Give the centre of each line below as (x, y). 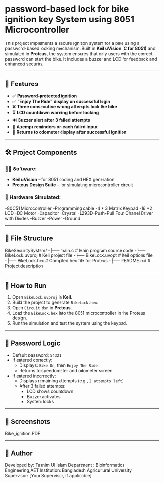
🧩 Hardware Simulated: (33, 197)
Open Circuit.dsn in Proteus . (42, 308)
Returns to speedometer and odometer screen (66, 371)
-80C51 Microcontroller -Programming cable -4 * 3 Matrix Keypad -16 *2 (79, 208)
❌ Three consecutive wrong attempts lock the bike (64, 106)
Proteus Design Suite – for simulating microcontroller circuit (72, 185)
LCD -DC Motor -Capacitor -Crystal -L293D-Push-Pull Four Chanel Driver (79, 213)
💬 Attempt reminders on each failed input (55, 127)
